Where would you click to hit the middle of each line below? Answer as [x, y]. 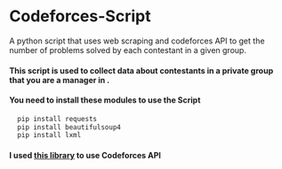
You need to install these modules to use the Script [105, 100]
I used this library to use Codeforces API [85, 155]
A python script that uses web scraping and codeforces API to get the [137, 41]
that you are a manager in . [60, 80]
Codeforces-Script [80, 16]
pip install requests [57, 119]
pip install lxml [49, 135]
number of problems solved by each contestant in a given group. [128, 50]
